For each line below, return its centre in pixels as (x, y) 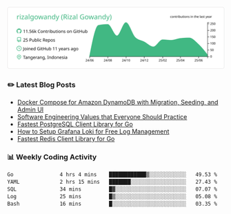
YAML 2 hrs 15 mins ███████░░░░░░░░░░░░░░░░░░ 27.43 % (112, 182)
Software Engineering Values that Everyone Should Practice (102, 117)
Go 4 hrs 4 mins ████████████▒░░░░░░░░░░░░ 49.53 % (112, 175)
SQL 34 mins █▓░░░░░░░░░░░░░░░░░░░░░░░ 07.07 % (112, 189)
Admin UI (30, 109)
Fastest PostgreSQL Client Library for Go (75, 125)
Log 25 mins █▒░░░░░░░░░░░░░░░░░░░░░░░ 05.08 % (112, 196)
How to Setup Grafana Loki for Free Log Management (93, 131)
